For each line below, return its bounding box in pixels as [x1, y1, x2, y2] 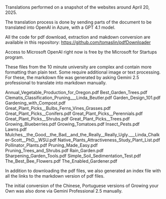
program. [5, 54, 24, 60]
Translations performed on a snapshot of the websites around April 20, [5, 4, 150, 10]
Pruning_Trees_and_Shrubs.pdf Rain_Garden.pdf [5, 148, 104, 153]
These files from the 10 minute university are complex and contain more [5, 64, 152, 70]
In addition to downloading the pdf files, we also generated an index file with [5, 168, 161, 174]
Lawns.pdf [5, 126, 27, 132]
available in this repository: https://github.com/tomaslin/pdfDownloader [5, 39, 151, 45]
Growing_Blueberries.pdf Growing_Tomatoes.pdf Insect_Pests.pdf [5, 121, 140, 127]
